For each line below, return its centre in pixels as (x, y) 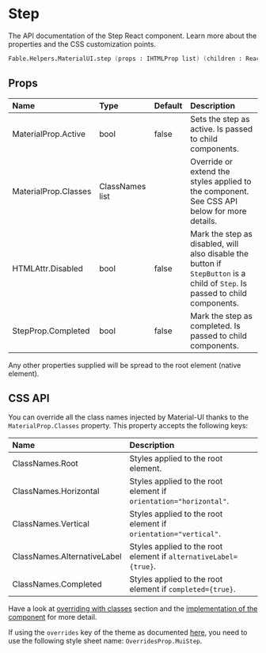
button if (205, 264)
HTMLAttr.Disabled (47, 268)
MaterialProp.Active (49, 134)
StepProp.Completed (51, 331)
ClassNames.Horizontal (56, 492)
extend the (210, 171)
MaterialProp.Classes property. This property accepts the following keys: (128, 426)
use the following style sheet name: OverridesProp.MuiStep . (105, 641)
